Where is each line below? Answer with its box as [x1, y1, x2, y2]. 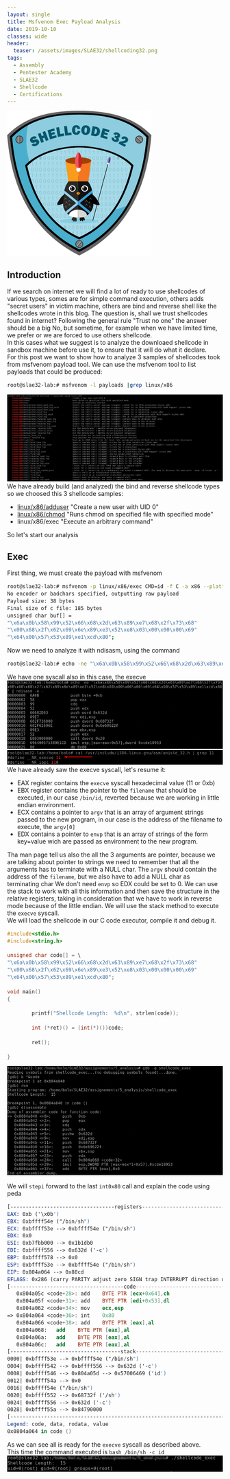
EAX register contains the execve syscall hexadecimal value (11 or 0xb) [16, 778, 216, 787]
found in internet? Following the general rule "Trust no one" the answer [7, 317, 207, 325]
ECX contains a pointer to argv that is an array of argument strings [16, 808, 204, 816]
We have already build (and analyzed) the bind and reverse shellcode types [7, 482, 220, 490]
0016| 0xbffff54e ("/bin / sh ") [7, 1384, 94, 1391]
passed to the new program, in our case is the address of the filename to [16, 815, 222, 824]
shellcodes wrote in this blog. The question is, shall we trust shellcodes [7, 309, 208, 317]
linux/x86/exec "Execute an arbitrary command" [16, 517, 153, 526]
